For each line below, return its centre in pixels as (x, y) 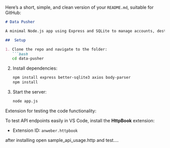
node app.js (25, 101)
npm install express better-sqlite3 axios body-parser (72, 78)
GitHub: (13, 13)
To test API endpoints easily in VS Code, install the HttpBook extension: (80, 120)
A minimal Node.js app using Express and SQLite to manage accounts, (80, 31)
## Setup (16, 40)
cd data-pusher (28, 59)
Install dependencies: (35, 68)
